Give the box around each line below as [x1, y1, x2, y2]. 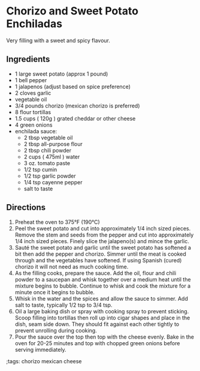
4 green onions [14, 121, 53, 128]
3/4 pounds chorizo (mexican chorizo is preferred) [14, 102, 140, 109]
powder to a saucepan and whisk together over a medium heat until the [14, 276, 191, 283]
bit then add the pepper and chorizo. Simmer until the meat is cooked [14, 250, 187, 258]
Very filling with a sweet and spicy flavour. [6, 37, 111, 44]
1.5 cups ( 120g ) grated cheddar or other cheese [14, 115, 136, 122]
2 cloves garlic [14, 89, 51, 97]
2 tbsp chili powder [23, 146, 72, 154]
